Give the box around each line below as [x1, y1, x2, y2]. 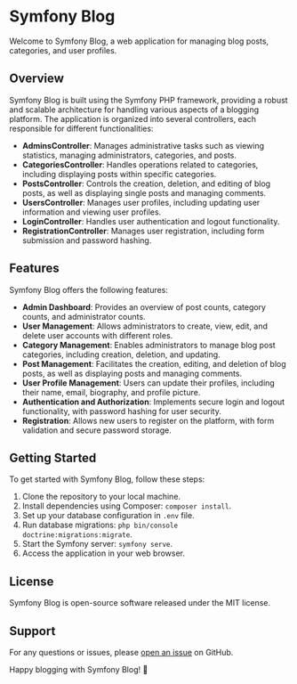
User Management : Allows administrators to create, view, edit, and [21, 321, 269, 331]
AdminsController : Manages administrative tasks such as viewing [21, 140, 265, 151]
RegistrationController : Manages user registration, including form [21, 225, 265, 236]
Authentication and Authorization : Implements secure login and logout [21, 396, 285, 407]
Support [9, 623, 56, 639]
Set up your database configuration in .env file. [21, 510, 195, 521]
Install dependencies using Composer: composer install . [21, 501, 232, 511]
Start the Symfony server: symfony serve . [21, 539, 173, 550]
